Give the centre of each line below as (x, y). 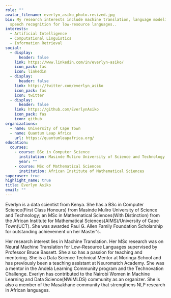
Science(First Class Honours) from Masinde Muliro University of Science (81, 210)
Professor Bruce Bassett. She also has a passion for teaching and (74, 252)
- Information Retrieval (36, 43)
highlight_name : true (28, 181)
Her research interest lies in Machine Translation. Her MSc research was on (84, 241)
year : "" (28, 161)
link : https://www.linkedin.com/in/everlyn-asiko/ (69, 62)
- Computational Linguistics (41, 39)
